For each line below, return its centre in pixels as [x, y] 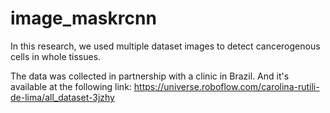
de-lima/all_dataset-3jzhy [62, 97]
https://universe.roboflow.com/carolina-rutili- [226, 86]
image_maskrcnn [83, 18]
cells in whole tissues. [56, 56]
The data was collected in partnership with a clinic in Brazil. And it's [150, 76]
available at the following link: [71, 86]
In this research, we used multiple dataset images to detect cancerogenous [165, 46]
